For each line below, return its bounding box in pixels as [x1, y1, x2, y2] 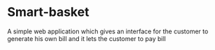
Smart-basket [7, 4, 89, 20]
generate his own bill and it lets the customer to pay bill [7, 34, 166, 42]
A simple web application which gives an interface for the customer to [7, 27, 209, 35]
